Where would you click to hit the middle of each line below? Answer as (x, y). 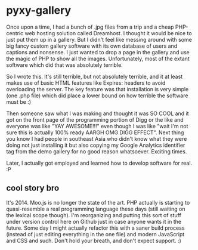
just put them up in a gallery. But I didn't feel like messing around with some (99, 39)
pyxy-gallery (39, 10)
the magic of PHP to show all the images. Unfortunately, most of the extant (98, 58)
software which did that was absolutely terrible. (65, 65)
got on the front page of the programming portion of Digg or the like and (95, 119)
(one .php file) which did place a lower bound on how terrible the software (97, 95)
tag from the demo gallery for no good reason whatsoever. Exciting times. (97, 151)
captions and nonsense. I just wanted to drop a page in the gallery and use (98, 52)
